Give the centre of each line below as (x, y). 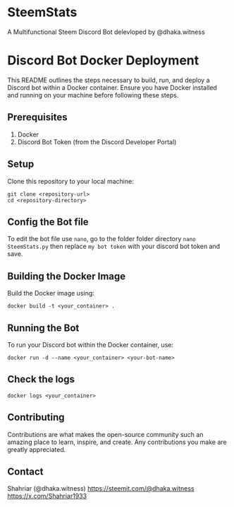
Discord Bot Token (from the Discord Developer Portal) (97, 141)
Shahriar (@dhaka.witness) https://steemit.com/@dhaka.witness (101, 489)
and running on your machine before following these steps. (93, 95)
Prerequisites (37, 117)
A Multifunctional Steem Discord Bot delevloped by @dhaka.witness (106, 32)
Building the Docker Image (67, 276)
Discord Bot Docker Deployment (103, 60)
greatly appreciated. (37, 449)
